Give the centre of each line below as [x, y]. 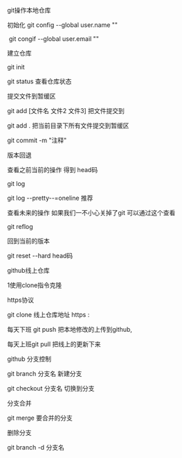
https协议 [21, 300]
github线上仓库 [28, 270]
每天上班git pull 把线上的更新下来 [54, 344]
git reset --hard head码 [40, 256]
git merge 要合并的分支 [40, 418]
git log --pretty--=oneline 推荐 [50, 198]
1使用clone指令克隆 [35, 285]
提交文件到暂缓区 [31, 96]
